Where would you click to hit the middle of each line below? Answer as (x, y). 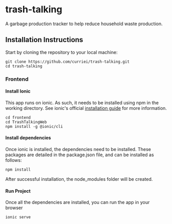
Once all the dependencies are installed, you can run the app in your (78, 202)
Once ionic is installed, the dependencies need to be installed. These (78, 150)
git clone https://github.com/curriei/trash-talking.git (68, 62)
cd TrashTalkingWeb (26, 122)
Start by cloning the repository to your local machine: (62, 52)
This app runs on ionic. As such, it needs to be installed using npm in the (82, 102)
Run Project (18, 191)
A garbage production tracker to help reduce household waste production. (84, 24)
